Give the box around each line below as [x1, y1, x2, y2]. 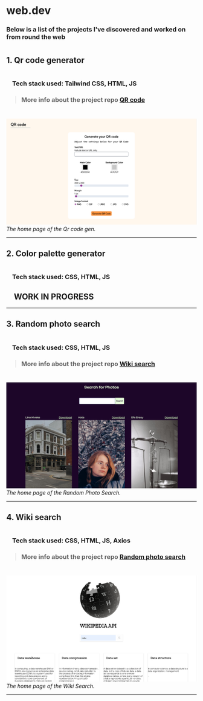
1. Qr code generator [6, 55, 85, 65]
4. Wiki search [6, 512, 62, 522]
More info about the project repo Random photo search [21, 553, 186, 561]
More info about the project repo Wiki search [21, 360, 155, 368]
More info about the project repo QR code [21, 96, 145, 104]
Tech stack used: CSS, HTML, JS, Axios [11, 536, 131, 545]
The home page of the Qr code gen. [6, 225, 96, 232]
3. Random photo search [6, 319, 101, 329]
